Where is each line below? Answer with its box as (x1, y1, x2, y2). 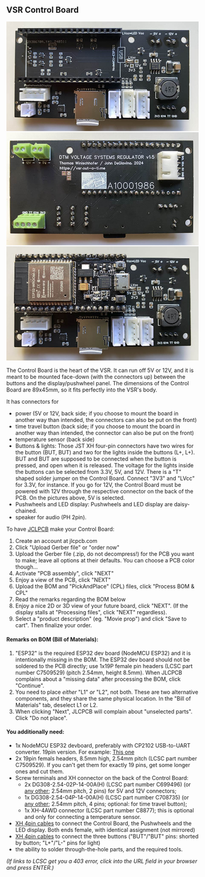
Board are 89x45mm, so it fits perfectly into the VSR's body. (6, 386, 157, 393)
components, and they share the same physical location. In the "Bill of (15, 694, 191, 702)
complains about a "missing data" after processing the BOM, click (15, 675, 181, 683)
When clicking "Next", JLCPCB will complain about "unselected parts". (15, 708, 193, 715)
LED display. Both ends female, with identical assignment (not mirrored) (15, 826, 195, 833)
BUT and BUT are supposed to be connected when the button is (15, 455, 177, 463)
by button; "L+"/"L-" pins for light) (15, 839, 101, 846)
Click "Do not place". (15, 714, 68, 721)
